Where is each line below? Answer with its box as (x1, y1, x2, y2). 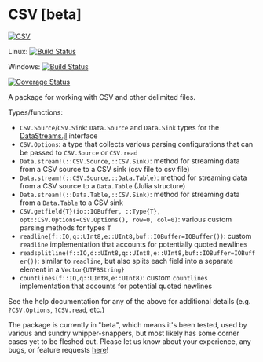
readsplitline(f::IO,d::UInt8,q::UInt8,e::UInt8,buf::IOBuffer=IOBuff (19, 249, 256, 257)
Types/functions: (8, 108, 63, 117)
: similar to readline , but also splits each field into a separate (37, 256, 234, 265)
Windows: (8, 61, 41, 71)
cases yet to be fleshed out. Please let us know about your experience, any (8, 336, 251, 346)
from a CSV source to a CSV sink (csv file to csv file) (19, 164, 190, 174)
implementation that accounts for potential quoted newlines (19, 281, 213, 291)
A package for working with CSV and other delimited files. (8, 92, 196, 101)
